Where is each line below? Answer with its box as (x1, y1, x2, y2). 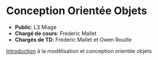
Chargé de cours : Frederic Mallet (14, 29, 97, 36)
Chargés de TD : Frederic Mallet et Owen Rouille (14, 36, 132, 43)
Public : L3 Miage (14, 24, 57, 31)
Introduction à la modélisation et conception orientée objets (6, 47, 152, 54)
